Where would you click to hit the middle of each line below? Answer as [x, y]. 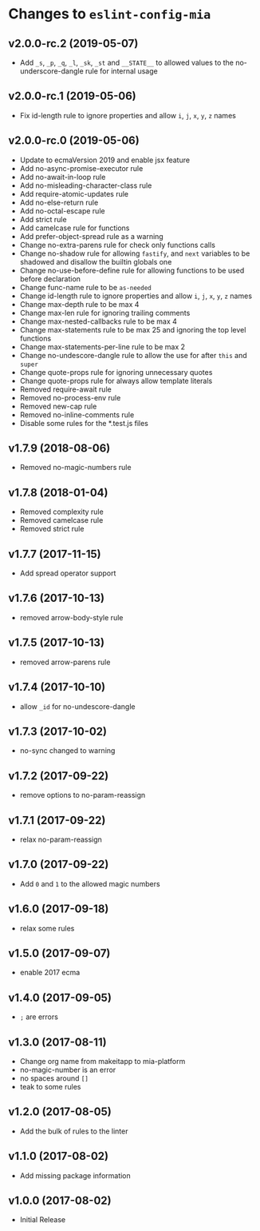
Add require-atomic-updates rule [74, 193]
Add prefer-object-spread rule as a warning [91, 236]
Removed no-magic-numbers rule [75, 468]
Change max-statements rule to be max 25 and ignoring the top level [133, 329]
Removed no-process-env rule [70, 397]
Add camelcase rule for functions [75, 228]
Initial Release [43, 1220]
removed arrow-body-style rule [71, 617]
